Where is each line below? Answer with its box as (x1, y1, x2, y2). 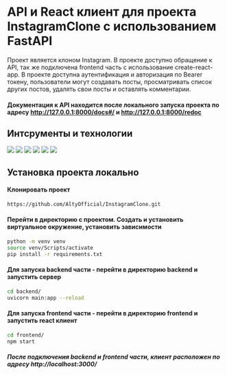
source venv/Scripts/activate (7, 244, 94, 251)
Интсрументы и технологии (7, 127, 133, 139)
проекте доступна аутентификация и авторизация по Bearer (27, 70, 203, 79)
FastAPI (7, 34, 53, 49)
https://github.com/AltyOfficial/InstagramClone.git (7, 201, 161, 207)
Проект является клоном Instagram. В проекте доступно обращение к (7, 55, 213, 64)
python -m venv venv (7, 238, 67, 245)
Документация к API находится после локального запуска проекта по (7, 101, 219, 109)
